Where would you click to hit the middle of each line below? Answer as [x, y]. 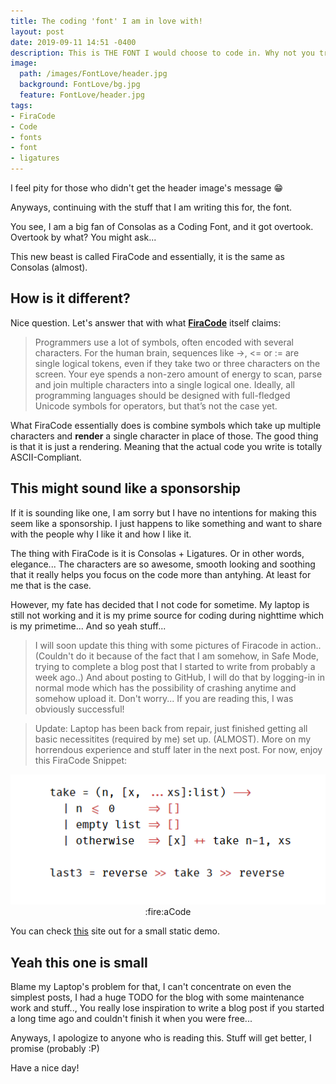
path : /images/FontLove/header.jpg [93, 74]
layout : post [37, 31]
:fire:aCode [168, 912]
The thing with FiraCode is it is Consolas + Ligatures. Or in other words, [157, 553]
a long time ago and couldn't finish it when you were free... [131, 1019]
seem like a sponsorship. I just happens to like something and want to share [166, 523]
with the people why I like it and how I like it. [101, 534]
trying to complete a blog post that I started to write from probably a [175, 666]
